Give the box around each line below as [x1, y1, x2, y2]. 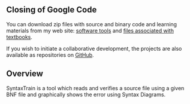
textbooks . [6, 33, 33, 41]
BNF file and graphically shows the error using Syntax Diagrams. [6, 91, 166, 98]
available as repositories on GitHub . [6, 51, 94, 59]
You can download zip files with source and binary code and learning [6, 20, 177, 27]
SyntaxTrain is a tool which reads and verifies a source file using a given [6, 84, 185, 91]
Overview [6, 69, 44, 79]
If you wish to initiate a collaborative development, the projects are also [6, 45, 182, 52]
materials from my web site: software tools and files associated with [6, 27, 174, 34]
